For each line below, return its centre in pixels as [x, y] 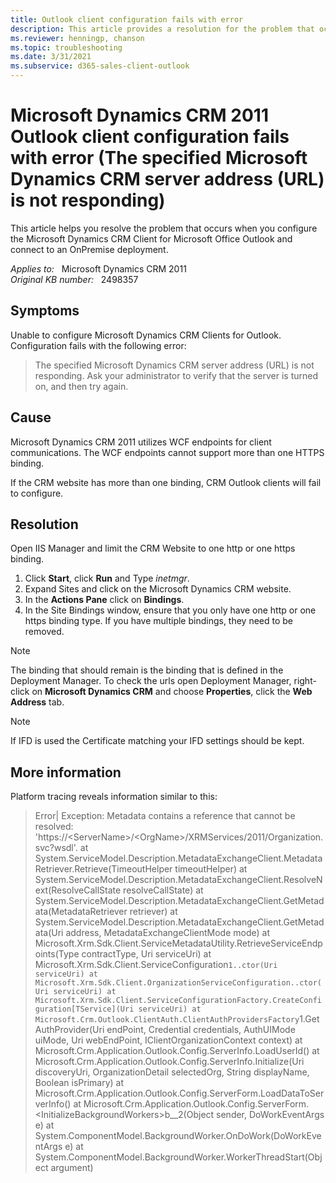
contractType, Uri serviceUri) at [146, 954]
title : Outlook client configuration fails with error [127, 19]
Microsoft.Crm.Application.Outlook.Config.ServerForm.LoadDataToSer [179, 1093]
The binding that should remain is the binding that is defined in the [147, 670]
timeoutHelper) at [211, 869]
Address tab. [37, 702]
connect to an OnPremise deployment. [89, 249]
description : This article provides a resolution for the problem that [162, 29]
